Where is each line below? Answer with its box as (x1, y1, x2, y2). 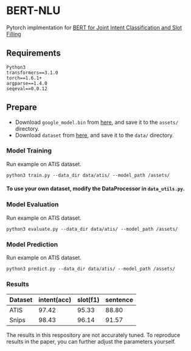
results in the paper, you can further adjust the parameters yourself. (6, 338, 176, 346)
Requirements (6, 48, 61, 59)
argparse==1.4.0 (6, 80, 47, 86)
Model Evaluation (6, 200, 59, 209)
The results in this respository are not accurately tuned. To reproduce (6, 331, 181, 339)
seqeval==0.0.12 (6, 85, 47, 92)
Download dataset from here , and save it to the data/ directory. (15, 131, 175, 139)
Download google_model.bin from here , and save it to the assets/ (15, 118, 179, 126)
